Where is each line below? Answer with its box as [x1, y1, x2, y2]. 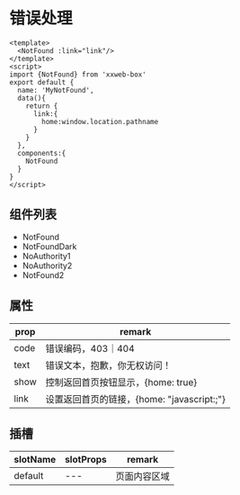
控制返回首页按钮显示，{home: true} [45, 375, 198, 388]
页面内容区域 [115, 470, 170, 482]
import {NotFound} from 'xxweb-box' [9, 69, 147, 79]
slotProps [64, 454, 107, 466]
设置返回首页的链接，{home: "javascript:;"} [45, 392, 227, 405]
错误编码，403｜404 [45, 342, 135, 355]
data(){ [17, 94, 47, 103]
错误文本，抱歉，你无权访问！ [45, 359, 173, 372]
